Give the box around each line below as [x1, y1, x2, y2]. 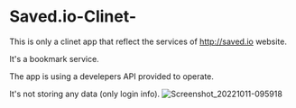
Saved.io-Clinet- [9, 6, 137, 27]
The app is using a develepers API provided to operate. [9, 70, 215, 82]
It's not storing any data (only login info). [9, 88, 161, 99]
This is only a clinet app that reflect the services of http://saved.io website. [9, 36, 287, 47]
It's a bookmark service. [9, 53, 99, 64]
